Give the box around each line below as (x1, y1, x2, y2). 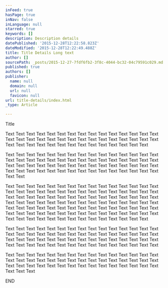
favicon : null (10, 93, 40, 98)
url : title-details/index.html (5, 98, 72, 103)
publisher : (5, 74, 29, 79)
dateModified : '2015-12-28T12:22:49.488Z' (5, 45, 97, 51)
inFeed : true (5, 7, 33, 13)
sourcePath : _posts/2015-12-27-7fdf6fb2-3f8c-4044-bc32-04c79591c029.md (5, 60, 163, 65)
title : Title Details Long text (5, 50, 74, 55)
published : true (5, 64, 40, 69)
